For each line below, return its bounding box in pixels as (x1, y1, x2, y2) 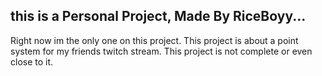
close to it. (10, 55, 54, 68)
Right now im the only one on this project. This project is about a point (10, 34, 299, 46)
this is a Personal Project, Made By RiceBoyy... (10, 8, 307, 25)
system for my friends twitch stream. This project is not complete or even (10, 45, 313, 57)
